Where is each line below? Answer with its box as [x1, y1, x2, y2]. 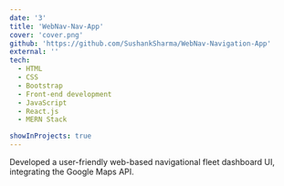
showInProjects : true [9, 131, 92, 141]
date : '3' [9, 13, 47, 23]
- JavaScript [17, 98, 68, 108]
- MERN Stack [17, 115, 68, 124]
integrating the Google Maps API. [9, 166, 134, 177]
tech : [9, 56, 30, 65]
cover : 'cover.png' [9, 30, 84, 39]
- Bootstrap [17, 81, 64, 90]
